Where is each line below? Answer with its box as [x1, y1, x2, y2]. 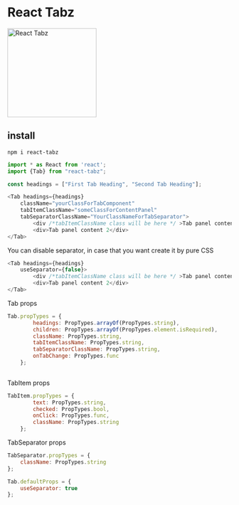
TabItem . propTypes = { [7, 392, 75, 399]
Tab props [7, 299, 38, 307]
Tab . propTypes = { [7, 312, 62, 320]
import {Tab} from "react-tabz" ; [7, 168, 107, 175]
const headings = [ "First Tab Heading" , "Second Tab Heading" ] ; [7, 181, 202, 188]
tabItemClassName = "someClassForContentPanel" [20, 207, 158, 214]
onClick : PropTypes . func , [33, 412, 110, 420]
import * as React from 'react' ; [7, 161, 107, 168]
